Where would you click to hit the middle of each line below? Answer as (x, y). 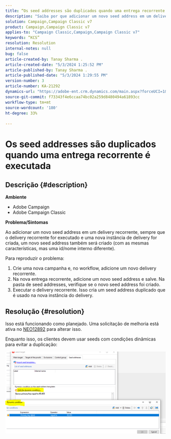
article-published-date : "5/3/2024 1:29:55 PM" (57, 76)
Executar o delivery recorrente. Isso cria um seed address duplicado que (89, 290)
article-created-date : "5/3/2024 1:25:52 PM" (54, 65)
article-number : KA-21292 (33, 86)
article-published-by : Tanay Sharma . (46, 70)
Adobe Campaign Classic (39, 212)
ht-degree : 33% (21, 113)
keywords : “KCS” (22, 38)
